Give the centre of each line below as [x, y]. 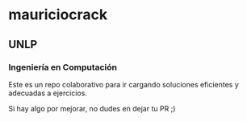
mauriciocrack [58, 15]
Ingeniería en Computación [63, 67]
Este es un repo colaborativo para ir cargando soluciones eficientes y [124, 84]
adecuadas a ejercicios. [48, 93]
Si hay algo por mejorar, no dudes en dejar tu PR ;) [92, 108]
